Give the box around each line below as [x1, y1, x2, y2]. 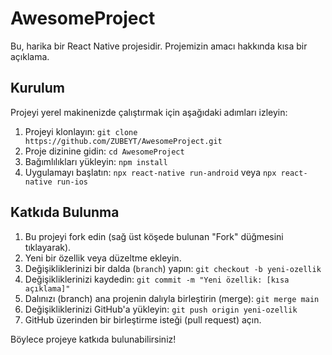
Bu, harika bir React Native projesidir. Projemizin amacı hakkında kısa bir [10, 40, 308, 52]
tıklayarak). [24, 241, 72, 253]
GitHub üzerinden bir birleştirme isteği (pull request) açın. [24, 313, 262, 326]
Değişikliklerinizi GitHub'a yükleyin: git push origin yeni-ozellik [24, 303, 298, 315]
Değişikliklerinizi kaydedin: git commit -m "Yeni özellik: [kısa [24, 273, 290, 285]
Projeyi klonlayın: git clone [24, 125, 138, 137]
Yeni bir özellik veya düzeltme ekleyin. [24, 252, 182, 264]
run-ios [56, 177, 89, 187]
